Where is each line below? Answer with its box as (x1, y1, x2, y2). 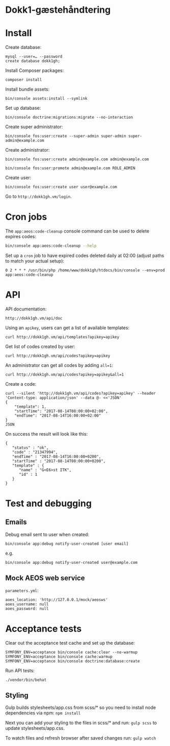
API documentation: (5, 306, 47, 312)
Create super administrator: (5, 124, 63, 130)
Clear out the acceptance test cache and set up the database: (5, 640, 135, 646)
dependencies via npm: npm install (5, 710, 81, 716)
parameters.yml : (5, 587, 39, 593)
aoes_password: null (5, 606, 49, 611)
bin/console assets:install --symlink (5, 96, 88, 101)
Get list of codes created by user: (5, 343, 75, 350)
